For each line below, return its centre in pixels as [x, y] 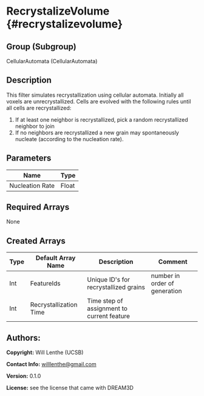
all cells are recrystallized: [39, 108]
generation [166, 291]
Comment [173, 262]
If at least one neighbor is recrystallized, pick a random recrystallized [101, 119]
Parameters [29, 158]
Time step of [105, 301]
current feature [109, 316]
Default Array [56, 258]
